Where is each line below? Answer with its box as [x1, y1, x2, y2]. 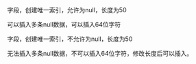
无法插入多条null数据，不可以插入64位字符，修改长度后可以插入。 [7, 50, 193, 57]
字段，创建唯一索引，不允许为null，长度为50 [7, 35, 133, 43]
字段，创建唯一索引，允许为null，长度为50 [7, 6, 127, 14]
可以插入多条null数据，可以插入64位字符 [7, 20, 121, 29]
